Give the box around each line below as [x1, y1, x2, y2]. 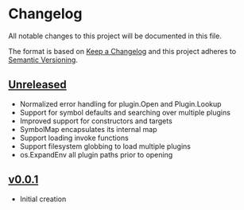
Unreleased [8, 78, 68, 91]
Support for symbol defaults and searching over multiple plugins [19, 107, 230, 117]
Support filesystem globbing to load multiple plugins [19, 141, 192, 151]
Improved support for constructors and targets [19, 116, 172, 126]
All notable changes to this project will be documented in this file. [8, 31, 223, 41]
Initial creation [19, 194, 67, 204]
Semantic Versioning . [8, 55, 78, 64]
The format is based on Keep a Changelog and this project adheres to [8, 46, 237, 56]
